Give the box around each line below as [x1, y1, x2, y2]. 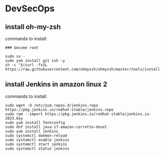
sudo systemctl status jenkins [5, 146, 70, 151]
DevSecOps [5, 3, 55, 14]
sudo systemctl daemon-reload [5, 133, 68, 138]
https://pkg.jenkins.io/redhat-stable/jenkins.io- [44, 112, 152, 117]
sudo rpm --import [5, 112, 43, 117]
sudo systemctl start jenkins [5, 142, 68, 147]
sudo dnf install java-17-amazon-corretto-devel [5, 124, 107, 129]
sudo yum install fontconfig [5, 120, 65, 125]
